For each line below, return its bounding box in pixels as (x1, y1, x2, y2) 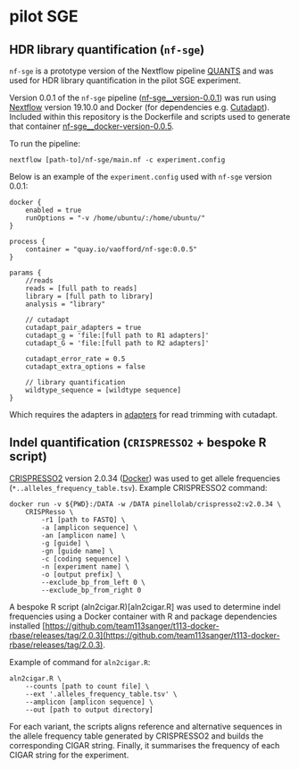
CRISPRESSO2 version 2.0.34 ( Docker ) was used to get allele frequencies (9, 472, 281, 484)
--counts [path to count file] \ (25, 681, 150, 690)
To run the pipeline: (9, 139, 80, 148)
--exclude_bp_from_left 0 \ (41, 578, 145, 587)
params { (9, 268, 42, 277)
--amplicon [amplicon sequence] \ (25, 697, 154, 706)
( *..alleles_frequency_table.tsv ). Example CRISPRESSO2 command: (9, 482, 268, 493)
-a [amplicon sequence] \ (41, 523, 138, 532)
